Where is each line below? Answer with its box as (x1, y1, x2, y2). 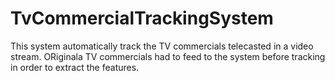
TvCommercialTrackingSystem (10, 7, 274, 30)
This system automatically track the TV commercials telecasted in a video (10, 40, 314, 52)
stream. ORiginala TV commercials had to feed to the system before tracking (10, 50, 326, 62)
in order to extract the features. (10, 61, 140, 73)
